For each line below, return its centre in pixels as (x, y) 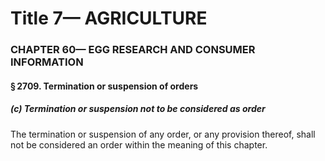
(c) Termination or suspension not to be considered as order (138, 109)
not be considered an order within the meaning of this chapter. (139, 144)
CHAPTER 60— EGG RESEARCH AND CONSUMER (133, 50)
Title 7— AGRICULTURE (109, 18)
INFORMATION (47, 62)
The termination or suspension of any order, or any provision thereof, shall (163, 134)
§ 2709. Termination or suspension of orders (104, 86)
